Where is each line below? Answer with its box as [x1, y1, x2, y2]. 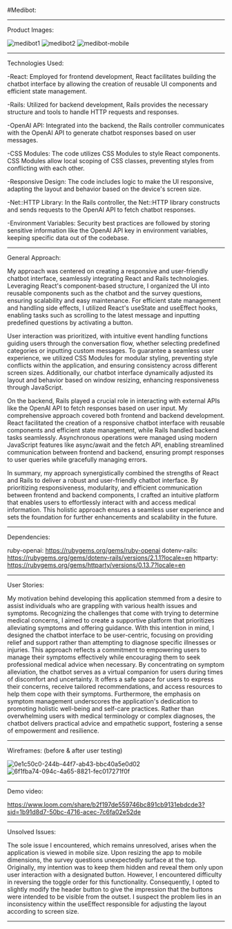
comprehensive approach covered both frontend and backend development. [7, 412, 225, 419]
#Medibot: [7, 6, 37, 14]
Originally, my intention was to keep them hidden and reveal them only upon [7, 863, 224, 871]
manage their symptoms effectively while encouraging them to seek [7, 653, 200, 661]
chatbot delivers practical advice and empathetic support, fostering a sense [7, 719, 223, 727]
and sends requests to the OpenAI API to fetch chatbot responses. [7, 205, 196, 214]
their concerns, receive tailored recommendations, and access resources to [7, 683, 223, 690]
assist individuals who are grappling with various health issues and [7, 602, 197, 609]
